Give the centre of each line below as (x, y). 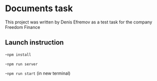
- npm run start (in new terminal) (38, 73)
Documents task (39, 9)
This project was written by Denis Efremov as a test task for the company (79, 22)
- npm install (18, 54)
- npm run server (21, 63)
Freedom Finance (23, 27)
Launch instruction (35, 43)
